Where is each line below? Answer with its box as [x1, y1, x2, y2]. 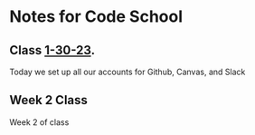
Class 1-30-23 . [9, 43, 96, 58]
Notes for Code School [9, 6, 184, 27]
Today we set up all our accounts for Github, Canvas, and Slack [9, 66, 246, 77]
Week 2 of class [9, 116, 70, 128]
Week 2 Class [9, 92, 89, 108]
